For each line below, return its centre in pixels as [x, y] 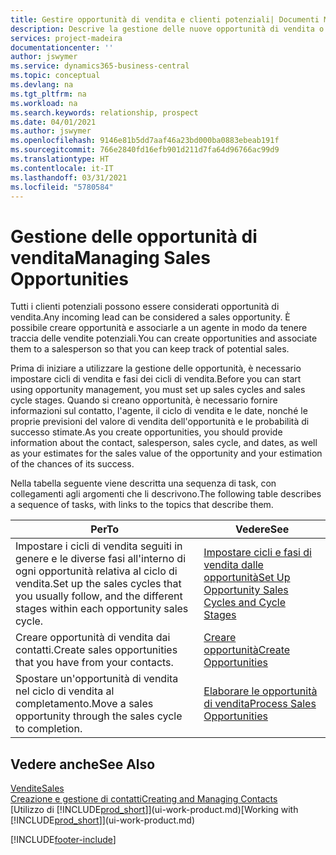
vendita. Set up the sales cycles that [98, 584]
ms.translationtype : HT [60, 159]
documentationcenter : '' [62, 47]
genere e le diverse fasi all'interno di [101, 559]
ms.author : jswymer [51, 131]
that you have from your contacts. [94, 663]
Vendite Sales [37, 788]
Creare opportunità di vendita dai [93, 638]
